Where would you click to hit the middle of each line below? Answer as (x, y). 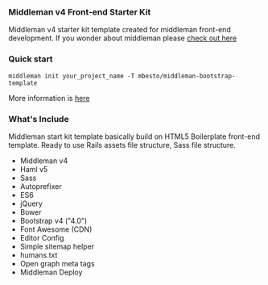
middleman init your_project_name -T (72, 76)
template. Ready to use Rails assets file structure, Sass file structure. (122, 145)
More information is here (49, 98)
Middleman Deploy (51, 272)
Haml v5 (34, 169)
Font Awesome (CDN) (56, 229)
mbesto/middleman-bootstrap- (187, 76)
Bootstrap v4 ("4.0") (54, 220)
